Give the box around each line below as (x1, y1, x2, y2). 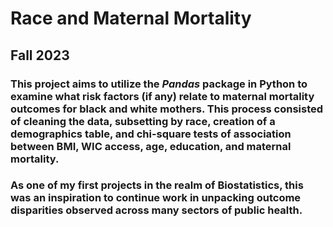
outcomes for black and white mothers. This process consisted (10, 102, 324, 116)
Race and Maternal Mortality (10, 7, 252, 30)
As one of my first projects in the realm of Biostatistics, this (10, 178, 304, 192)
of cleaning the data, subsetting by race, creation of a (10, 114, 276, 128)
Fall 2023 (10, 47, 70, 64)
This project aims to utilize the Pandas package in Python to (10, 77, 308, 91)
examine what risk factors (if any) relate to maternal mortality (10, 89, 315, 103)
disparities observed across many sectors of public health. (10, 203, 303, 217)
